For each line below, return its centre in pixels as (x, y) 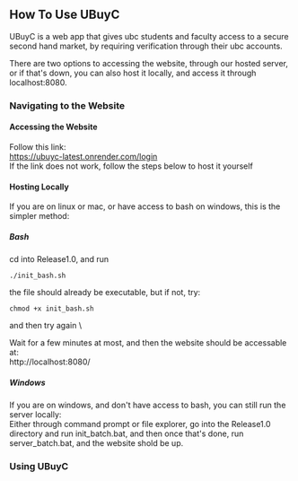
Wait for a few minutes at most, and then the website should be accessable (148, 343)
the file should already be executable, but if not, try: (105, 293)
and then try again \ (46, 326)
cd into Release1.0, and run (59, 259)
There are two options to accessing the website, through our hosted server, (149, 63)
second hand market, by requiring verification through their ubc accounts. (146, 46)
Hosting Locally (39, 187)
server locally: (35, 415)
